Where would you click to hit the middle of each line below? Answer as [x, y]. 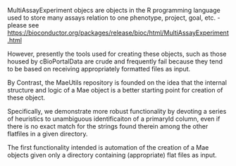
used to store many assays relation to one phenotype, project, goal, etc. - [114, 18]
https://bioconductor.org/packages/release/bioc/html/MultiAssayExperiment [118, 32]
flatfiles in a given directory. [48, 134]
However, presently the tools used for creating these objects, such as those [117, 54]
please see [23, 25]
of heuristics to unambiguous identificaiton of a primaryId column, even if [114, 119]
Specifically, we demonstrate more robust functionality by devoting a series [117, 111]
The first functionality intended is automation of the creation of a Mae [108, 147]
